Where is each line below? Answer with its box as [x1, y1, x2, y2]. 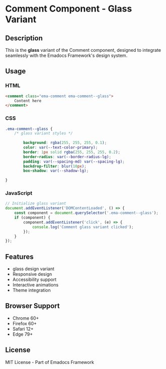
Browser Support [5, 302, 60, 310]
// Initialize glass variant [5, 201, 66, 206]
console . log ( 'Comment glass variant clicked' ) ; [32, 225, 134, 230]
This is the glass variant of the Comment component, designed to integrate [5, 47, 161, 53]
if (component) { [14, 215, 51, 220]
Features [5, 252, 34, 261]
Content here [14, 98, 42, 103]
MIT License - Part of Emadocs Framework [5, 359, 95, 365]
